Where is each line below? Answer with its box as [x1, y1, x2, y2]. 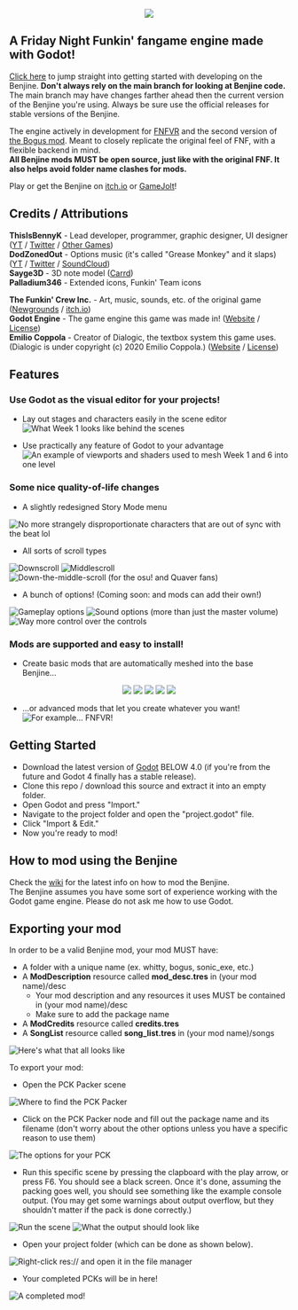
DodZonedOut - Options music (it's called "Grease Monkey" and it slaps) [9, 248, 277, 259]
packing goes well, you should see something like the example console [21, 1186, 282, 1196]
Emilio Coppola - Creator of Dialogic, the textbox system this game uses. [9, 332, 277, 342]
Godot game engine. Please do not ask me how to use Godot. [9, 896, 234, 906]
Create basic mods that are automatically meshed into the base [21, 657, 254, 669]
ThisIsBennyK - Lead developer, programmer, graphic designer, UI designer [9, 230, 288, 240]
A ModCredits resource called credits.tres [21, 1018, 179, 1029]
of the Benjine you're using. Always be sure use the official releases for [9, 98, 270, 110]
